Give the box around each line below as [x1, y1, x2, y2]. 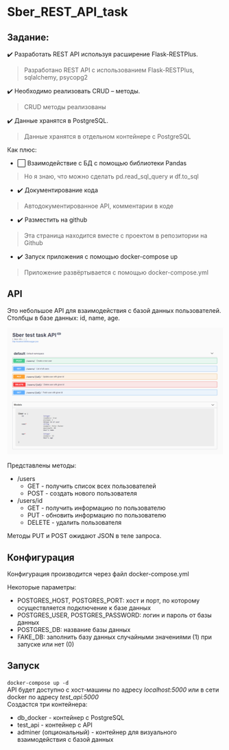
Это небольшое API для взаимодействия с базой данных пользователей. [7, 306, 221, 314]
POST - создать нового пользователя [27, 489, 137, 497]
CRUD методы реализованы [23, 103, 106, 110]
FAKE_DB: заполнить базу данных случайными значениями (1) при [16, 633, 213, 641]
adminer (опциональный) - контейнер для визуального [16, 728, 177, 736]
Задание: [7, 32, 49, 43]
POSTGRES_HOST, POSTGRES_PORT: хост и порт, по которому [16, 596, 200, 605]
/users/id [16, 497, 43, 505]
